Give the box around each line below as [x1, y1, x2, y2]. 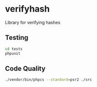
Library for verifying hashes [5, 19, 61, 25]
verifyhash [5, 3, 50, 15]
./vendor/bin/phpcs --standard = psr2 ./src [5, 77, 92, 82]
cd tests [5, 46, 23, 52]
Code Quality [5, 64, 46, 72]
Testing [5, 34, 29, 42]
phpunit [5, 51, 21, 56]
